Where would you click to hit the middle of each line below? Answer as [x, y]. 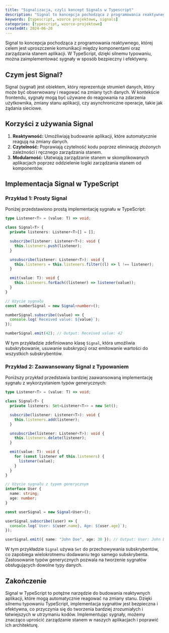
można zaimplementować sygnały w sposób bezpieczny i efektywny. [77, 59]
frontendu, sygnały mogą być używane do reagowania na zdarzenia [75, 97]
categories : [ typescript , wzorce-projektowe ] [54, 24]
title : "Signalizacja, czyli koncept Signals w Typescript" [70, 10]
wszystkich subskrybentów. [34, 354]
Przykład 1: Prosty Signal [36, 198]
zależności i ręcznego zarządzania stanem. [57, 152]
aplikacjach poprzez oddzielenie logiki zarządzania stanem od [77, 163]
